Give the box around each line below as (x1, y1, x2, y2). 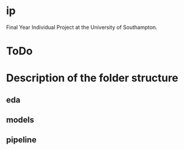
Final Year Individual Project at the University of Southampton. (6, 24, 158, 31)
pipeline (6, 135, 37, 145)
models (6, 115, 34, 125)
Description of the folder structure (6, 71, 179, 85)
